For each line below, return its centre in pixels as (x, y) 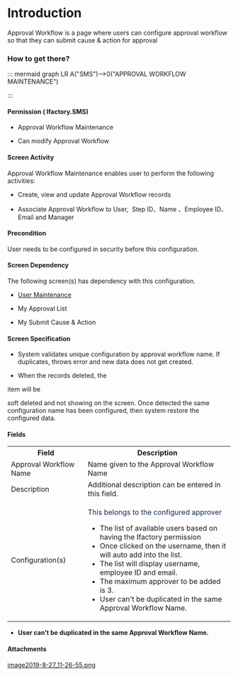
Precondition (27, 233)
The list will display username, (150, 564)
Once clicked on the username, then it (163, 546)
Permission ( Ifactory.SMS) (48, 111)
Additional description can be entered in (154, 485)
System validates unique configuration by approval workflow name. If (119, 354)
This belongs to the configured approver (154, 512)
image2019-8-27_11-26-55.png (51, 665)
